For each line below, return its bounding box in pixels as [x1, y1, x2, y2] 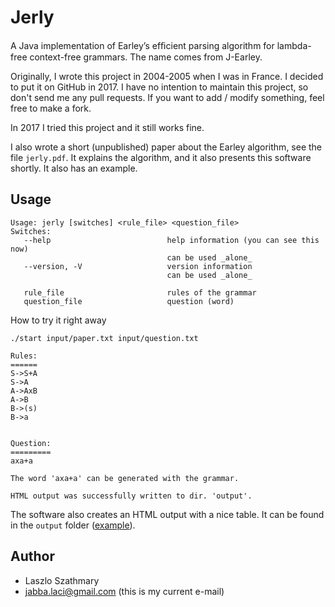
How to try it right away [10, 314, 107, 326]
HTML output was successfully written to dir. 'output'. [10, 491, 253, 501]
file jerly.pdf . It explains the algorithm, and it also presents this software [10, 151, 312, 163]
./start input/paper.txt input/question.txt [10, 333, 199, 343]
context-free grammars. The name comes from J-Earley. [29, 51, 263, 63]
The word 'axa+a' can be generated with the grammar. [10, 473, 240, 483]
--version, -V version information [23, 261, 253, 271]
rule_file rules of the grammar [23, 287, 257, 298]
